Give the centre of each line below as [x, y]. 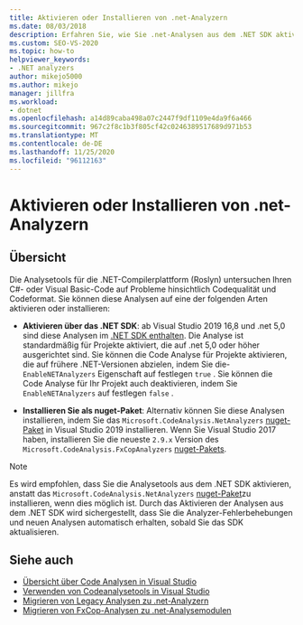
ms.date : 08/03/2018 [48, 26]
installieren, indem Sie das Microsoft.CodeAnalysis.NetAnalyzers [143, 420]
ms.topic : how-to [42, 51]
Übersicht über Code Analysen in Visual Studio [109, 582]
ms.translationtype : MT [54, 135]
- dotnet [26, 110]
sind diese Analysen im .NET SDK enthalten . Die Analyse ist [133, 335]
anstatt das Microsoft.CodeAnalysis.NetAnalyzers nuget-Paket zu [130, 493]
